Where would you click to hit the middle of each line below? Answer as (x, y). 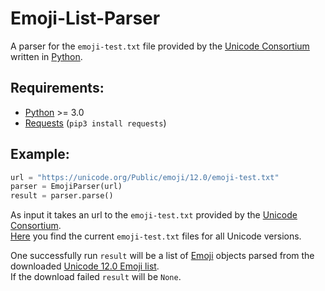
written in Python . (46, 56)
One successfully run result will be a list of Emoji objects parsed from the (162, 256)
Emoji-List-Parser (85, 18)
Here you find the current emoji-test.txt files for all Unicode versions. (156, 236)
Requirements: (57, 88)
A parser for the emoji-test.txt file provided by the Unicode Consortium (160, 46)
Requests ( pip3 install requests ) (95, 123)
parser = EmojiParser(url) (66, 187)
